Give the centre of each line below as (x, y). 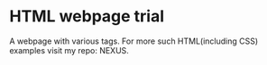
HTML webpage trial (87, 16)
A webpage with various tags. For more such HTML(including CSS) (134, 41)
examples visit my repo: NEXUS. (69, 50)
